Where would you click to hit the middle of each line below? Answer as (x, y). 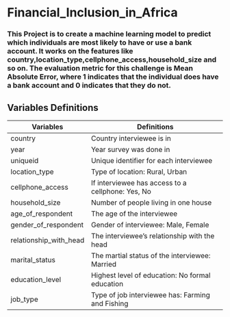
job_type (25, 299)
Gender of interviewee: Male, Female (150, 225)
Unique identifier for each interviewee (152, 160)
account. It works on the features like (70, 51)
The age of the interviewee (135, 214)
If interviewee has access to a (139, 183)
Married (104, 264)
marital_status (33, 259)
